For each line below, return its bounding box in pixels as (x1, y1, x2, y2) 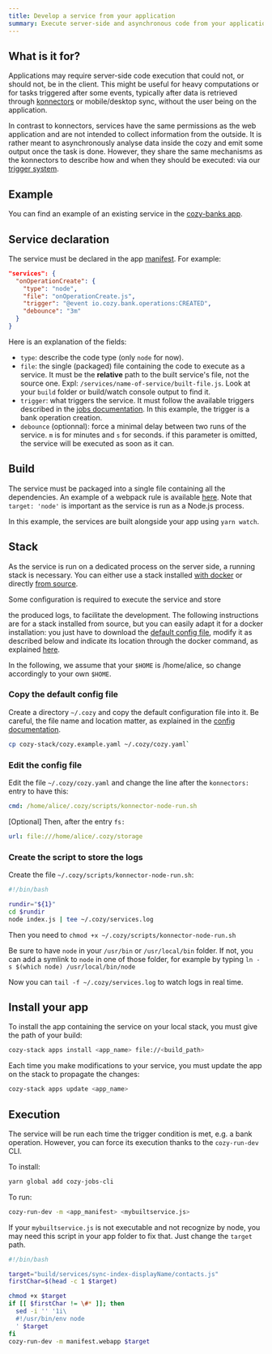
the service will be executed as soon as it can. (19, 438, 175, 448)
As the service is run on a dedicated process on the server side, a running (8, 561, 256, 571)
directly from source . (8, 578, 79, 588)
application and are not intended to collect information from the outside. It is (8, 130, 262, 139)
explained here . (8, 645, 61, 654)
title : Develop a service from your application (8, 11, 176, 20)
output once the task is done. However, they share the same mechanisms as (8, 147, 263, 156)
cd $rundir (8, 908, 45, 916)
